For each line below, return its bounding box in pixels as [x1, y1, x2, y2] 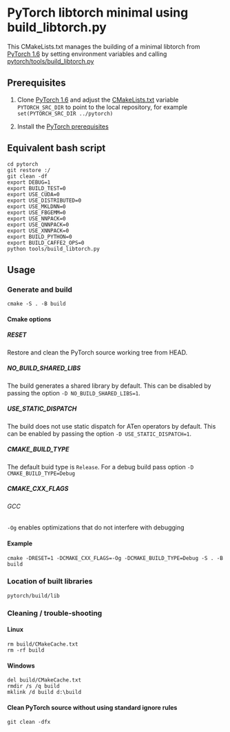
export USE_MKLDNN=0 [7, 203, 67, 210]
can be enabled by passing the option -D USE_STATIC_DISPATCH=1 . [7, 429, 191, 438]
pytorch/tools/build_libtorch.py [7, 57, 94, 65]
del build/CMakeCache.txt [7, 677, 81, 684]
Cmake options [7, 315, 52, 323]
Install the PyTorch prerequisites [17, 122, 109, 131]
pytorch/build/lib [7, 592, 60, 599]
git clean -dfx [7, 719, 51, 726]
